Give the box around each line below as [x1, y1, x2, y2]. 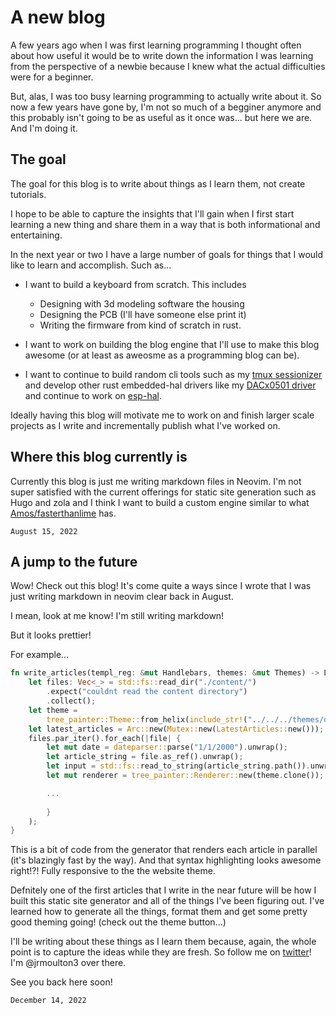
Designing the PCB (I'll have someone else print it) [39, 308, 247, 320]
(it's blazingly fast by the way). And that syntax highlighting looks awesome [10, 854, 322, 866]
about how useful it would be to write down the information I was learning [10, 49, 314, 61]
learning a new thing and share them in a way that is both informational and [10, 218, 321, 230]
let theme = [28, 705, 78, 715]
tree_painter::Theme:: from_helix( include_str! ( [46, 714, 248, 725]
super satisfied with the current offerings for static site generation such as [10, 486, 317, 498]
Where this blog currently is [10, 449, 188, 466]
